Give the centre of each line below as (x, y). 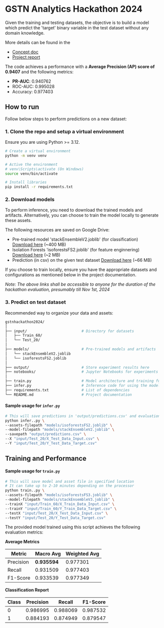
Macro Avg (48, 554)
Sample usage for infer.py (32, 406)
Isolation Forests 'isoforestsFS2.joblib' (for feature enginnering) (76, 250)
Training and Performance (46, 459)
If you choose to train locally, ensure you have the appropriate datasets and (81, 269)
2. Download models (30, 200)
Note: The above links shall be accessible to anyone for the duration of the (80, 284)
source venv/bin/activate (31, 174)
